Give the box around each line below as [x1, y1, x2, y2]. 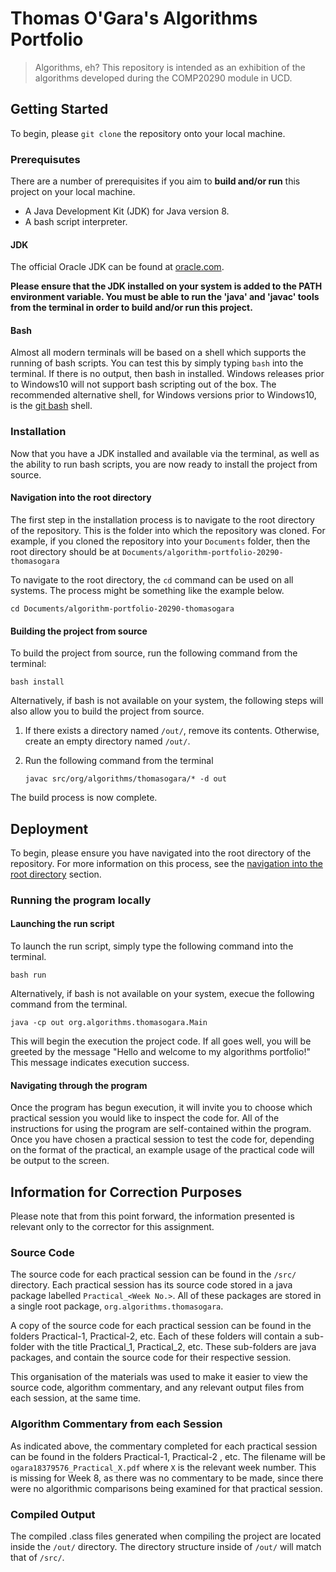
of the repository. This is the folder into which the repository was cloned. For [10, 524, 326, 536]
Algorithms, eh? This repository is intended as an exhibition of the [34, 61, 306, 73]
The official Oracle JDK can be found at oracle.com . [10, 261, 225, 273]
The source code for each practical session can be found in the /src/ [10, 1268, 297, 1281]
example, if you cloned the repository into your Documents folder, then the [10, 535, 311, 547]
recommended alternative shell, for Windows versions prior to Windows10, [10, 389, 317, 401]
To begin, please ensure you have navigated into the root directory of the [10, 847, 312, 859]
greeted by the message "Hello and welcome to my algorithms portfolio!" [10, 1046, 311, 1058]
